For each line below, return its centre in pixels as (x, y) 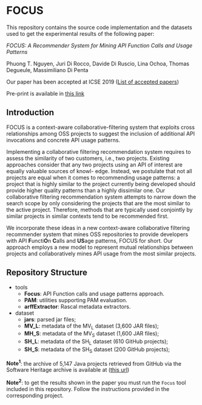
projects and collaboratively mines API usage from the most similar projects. (101, 253)
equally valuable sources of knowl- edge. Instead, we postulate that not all (99, 171)
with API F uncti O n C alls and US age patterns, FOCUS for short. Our (89, 240)
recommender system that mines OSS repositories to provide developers (97, 234)
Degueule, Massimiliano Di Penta (47, 70)
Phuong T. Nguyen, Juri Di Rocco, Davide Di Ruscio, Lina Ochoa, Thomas (98, 64)
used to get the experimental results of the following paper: (80, 33)
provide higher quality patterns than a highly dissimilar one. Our (86, 190)
